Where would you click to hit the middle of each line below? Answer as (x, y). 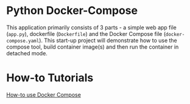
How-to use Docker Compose (44, 94)
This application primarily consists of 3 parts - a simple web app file (91, 27)
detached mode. (27, 53)
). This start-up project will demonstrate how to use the (108, 40)
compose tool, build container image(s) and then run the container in (93, 47)
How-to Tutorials (50, 78)
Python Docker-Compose (72, 11)
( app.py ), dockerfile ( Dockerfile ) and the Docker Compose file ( (86, 33)
